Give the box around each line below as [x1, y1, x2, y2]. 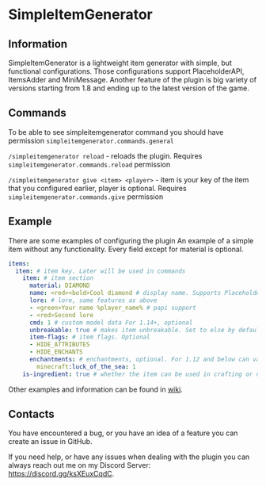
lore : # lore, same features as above [28, 297, 158, 304]
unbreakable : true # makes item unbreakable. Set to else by [28, 326, 236, 334]
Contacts [8, 408, 55, 421]
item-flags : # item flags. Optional [28, 333, 150, 342]
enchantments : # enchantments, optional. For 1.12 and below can [28, 355, 249, 363]
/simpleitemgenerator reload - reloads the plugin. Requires [8, 151, 203, 160]
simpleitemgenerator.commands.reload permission [8, 159, 171, 169]
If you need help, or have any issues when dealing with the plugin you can [8, 452, 250, 461]
